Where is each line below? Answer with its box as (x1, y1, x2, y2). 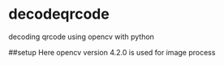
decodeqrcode (8, 5, 110, 24)
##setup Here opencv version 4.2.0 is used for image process (8, 47, 216, 57)
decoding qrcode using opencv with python (8, 32, 154, 41)
